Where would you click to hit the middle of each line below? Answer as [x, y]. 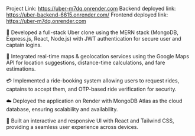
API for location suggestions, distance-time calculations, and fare [86, 62]
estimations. [21, 69]
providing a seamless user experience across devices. [72, 127]
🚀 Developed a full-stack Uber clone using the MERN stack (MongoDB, [92, 32]
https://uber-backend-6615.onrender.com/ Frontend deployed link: [87, 15]
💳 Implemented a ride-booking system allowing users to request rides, [93, 81]
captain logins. [24, 45]
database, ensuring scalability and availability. [62, 109]
